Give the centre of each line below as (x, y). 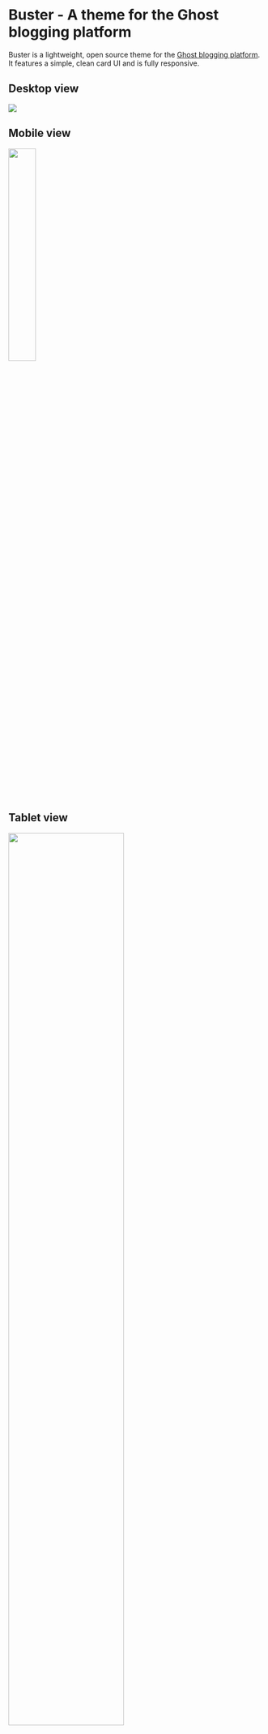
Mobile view (40, 133)
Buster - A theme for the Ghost (114, 15)
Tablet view (38, 818)
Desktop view (44, 89)
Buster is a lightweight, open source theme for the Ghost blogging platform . (134, 54)
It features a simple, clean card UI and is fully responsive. (104, 63)
